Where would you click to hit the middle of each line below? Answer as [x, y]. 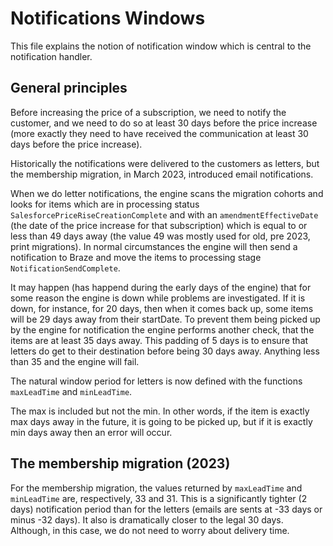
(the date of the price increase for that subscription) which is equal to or [159, 225]
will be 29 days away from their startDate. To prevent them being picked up [165, 319]
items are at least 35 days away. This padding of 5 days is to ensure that [159, 340]
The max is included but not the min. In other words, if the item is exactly [160, 411]
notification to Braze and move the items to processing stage [136, 257]
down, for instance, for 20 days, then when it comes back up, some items [162, 308]
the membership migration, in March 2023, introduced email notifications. [162, 174]
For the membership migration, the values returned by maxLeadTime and [156, 488]
